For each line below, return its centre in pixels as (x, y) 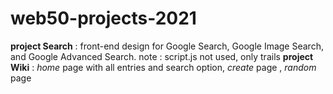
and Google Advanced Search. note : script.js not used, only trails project (162, 56)
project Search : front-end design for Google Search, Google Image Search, (167, 46)
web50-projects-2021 (103, 18)
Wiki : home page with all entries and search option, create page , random (163, 67)
